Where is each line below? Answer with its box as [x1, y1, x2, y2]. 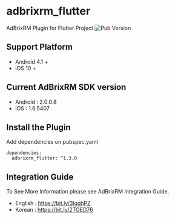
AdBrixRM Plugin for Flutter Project [6, 24, 94, 32]
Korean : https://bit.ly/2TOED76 [15, 206, 93, 214]
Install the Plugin [6, 122, 71, 132]
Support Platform [6, 42, 73, 52]
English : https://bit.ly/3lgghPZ [15, 200, 91, 207]
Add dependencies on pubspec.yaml [6, 138, 98, 146]
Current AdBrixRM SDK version [6, 82, 127, 92]
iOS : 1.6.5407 [15, 104, 50, 112]
